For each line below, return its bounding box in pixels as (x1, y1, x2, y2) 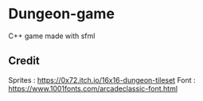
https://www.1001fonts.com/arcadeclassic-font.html (8, 84, 178, 93)
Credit (8, 54, 40, 68)
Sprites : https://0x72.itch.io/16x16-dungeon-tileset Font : (8, 75, 197, 84)
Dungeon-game (8, 5, 115, 23)
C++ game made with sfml (8, 31, 96, 41)
